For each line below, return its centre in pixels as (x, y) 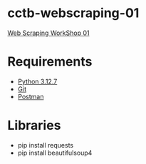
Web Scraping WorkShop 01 (48, 33)
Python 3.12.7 (37, 81)
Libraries (34, 125)
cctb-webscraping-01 (73, 13)
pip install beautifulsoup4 (55, 153)
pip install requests (45, 145)
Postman (31, 96)
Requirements (50, 62)
